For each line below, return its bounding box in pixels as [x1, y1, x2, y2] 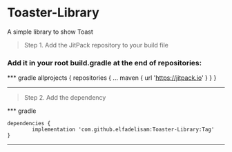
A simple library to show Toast [7, 28, 93, 36]
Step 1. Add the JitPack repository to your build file [23, 41, 169, 49]
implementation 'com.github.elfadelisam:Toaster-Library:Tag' [32, 126, 215, 133]
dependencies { [7, 120, 51, 127]
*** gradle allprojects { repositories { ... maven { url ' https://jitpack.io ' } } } [7, 74, 217, 82]
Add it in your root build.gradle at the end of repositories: [7, 58, 202, 67]
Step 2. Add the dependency [23, 94, 106, 102]
